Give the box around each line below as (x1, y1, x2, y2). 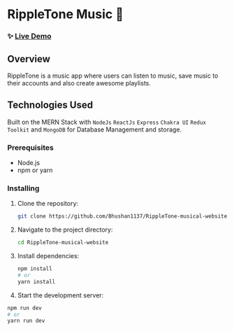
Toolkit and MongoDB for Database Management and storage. (7, 125, 182, 134)
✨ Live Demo (7, 31, 52, 41)
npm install (17, 265, 52, 272)
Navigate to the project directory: (17, 225, 113, 234)
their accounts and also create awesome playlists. (7, 78, 152, 87)
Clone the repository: (17, 199, 79, 208)
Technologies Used (7, 99, 93, 111)
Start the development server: (17, 290, 104, 300)
